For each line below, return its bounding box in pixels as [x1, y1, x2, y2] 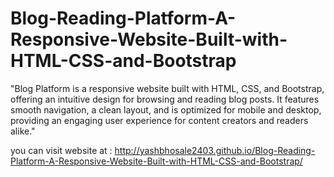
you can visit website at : [10, 144, 113, 156]
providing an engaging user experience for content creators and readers [10, 114, 309, 126]
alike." [10, 125, 36, 137]
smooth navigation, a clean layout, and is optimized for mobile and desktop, [10, 103, 322, 116]
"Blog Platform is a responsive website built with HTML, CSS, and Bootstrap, [10, 82, 325, 94]
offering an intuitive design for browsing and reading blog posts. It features [10, 93, 320, 105]
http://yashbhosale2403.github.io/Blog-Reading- [114, 144, 316, 156]
